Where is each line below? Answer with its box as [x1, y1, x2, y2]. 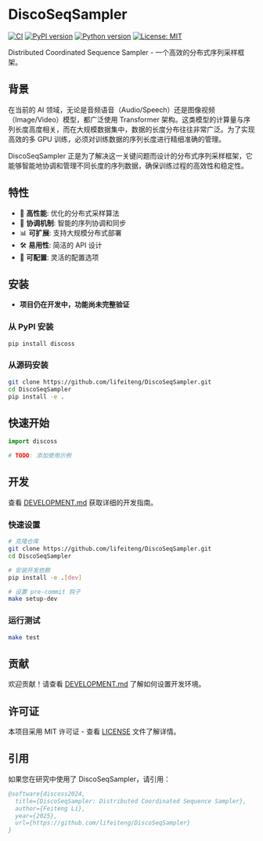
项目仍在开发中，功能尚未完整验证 [19, 300, 130, 309]
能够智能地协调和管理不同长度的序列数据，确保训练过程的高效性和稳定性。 [8, 161, 248, 170]
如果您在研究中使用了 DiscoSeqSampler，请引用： [8, 774, 171, 784]
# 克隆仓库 [8, 537, 39, 546]
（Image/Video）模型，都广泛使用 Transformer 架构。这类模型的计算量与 [8, 115, 244, 124]
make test [8, 633, 41, 641]
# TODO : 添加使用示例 [8, 452, 72, 460]
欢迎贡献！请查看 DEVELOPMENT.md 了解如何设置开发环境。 [8, 679, 206, 689]
